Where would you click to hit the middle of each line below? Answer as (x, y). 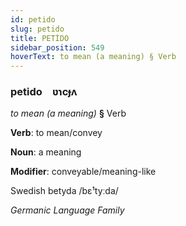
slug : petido (37, 29)
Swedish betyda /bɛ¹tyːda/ (64, 191)
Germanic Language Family (67, 210)
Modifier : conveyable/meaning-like (83, 172)
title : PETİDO (40, 38)
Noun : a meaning (46, 152)
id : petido (33, 19)
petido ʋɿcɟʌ (44, 92)
